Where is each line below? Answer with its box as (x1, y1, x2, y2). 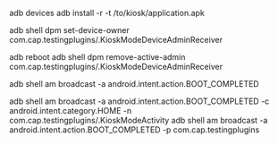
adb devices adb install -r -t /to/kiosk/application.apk (9, 8, 206, 18)
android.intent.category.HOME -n (9, 106, 132, 115)
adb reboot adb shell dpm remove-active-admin (9, 52, 186, 62)
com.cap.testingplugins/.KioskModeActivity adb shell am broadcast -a (9, 115, 268, 125)
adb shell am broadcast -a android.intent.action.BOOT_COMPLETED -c (9, 96, 270, 106)
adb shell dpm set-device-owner (9, 25, 130, 35)
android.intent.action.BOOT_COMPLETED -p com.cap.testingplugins (9, 124, 260, 135)
